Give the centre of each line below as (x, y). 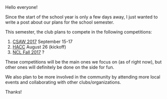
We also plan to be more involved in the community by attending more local (83, 77)
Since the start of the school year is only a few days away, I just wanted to (81, 17)
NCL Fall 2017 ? (28, 52)
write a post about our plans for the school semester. (59, 22)
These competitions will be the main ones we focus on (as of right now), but (83, 62)
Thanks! (13, 92)
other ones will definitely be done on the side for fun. (60, 67)
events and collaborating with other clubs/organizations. (63, 82)
